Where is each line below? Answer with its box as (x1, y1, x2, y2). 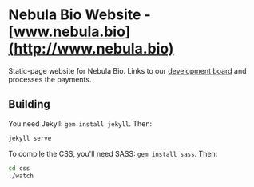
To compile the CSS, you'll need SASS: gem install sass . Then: (8, 149, 218, 158)
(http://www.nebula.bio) (8, 40, 174, 58)
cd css (8, 164, 30, 173)
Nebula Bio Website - (8, 6, 152, 24)
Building (8, 97, 50, 111)
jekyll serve (8, 134, 52, 142)
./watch (8, 172, 34, 180)
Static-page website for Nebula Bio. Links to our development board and (8, 66, 247, 75)
